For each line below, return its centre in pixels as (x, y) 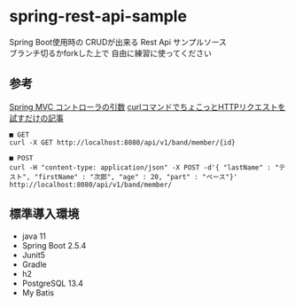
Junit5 (34, 255)
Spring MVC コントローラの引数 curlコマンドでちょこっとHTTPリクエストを (147, 106)
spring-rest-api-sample (98, 16)
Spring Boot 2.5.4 (54, 245)
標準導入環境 (44, 214)
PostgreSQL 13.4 (53, 283)
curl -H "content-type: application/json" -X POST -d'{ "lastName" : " (144, 167)
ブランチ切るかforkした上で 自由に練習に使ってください (111, 53)
